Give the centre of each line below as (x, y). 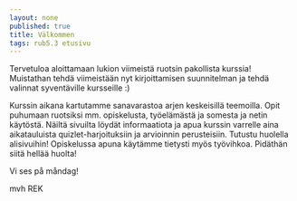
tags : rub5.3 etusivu (50, 43)
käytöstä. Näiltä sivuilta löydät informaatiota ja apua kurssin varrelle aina (144, 125)
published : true (40, 26)
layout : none (34, 18)
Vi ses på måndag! (44, 171)
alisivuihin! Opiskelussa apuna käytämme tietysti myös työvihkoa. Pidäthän (148, 144)
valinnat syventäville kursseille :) (70, 88)
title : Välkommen (42, 34)
